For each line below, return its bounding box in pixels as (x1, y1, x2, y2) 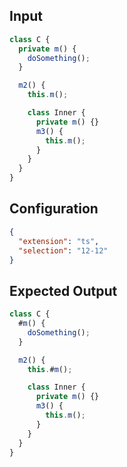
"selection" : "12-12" (18, 245, 109, 256)
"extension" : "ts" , (18, 236, 100, 246)
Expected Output (9, 282, 118, 299)
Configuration (9, 200, 99, 218)
